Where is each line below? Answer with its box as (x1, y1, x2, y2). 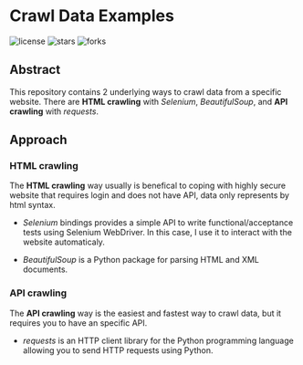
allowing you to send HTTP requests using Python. (22, 344, 214, 356)
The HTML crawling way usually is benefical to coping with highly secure (9, 180, 286, 192)
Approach (9, 132, 68, 148)
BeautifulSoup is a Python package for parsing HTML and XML (22, 255, 260, 266)
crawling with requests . (9, 106, 99, 117)
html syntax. (9, 200, 57, 211)
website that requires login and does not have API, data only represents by (9, 190, 290, 201)
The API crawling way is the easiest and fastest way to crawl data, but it (9, 308, 281, 318)
